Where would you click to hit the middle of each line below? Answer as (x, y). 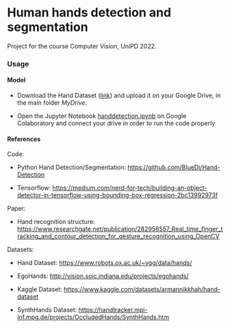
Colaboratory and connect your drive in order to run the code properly (116, 123)
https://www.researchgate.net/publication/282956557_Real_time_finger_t (120, 229)
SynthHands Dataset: (47, 310)
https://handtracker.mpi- (113, 310)
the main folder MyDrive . (52, 103)
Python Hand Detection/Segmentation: (72, 167)
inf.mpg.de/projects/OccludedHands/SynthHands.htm (93, 317)
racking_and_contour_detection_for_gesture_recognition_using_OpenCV (118, 236)
